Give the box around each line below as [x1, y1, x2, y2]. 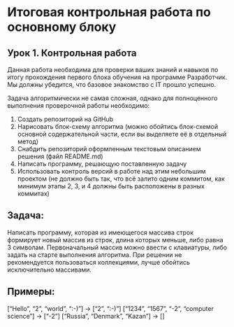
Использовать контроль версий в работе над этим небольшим [17, 167, 206, 175]
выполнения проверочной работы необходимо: [7, 102, 150, 109]
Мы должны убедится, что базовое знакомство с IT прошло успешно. [7, 81, 217, 88]
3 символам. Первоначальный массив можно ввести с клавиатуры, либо [7, 243, 228, 251]
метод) [17, 137, 39, 146]
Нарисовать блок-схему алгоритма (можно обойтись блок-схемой [17, 123, 219, 130]
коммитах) [17, 190, 50, 197]
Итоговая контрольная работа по [7, 4, 211, 20]
